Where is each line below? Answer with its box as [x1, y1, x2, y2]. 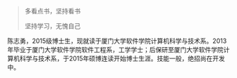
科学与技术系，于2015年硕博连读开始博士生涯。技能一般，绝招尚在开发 [19, 54, 226, 63]
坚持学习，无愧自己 [24, 22, 81, 30]
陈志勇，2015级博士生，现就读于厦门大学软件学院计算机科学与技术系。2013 [7, 37, 227, 45]
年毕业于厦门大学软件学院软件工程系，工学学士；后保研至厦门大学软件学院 [7, 46, 224, 53]
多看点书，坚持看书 [24, 7, 81, 15]
